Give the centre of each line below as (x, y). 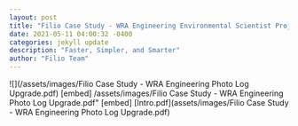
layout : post (33, 17)
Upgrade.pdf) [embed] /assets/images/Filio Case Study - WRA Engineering (146, 93)
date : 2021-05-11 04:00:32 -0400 (71, 34)
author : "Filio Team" (49, 59)
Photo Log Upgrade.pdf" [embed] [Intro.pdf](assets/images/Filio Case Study (149, 102)
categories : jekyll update (59, 42)
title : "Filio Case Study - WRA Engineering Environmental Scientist (141, 26)
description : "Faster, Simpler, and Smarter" (94, 51)
